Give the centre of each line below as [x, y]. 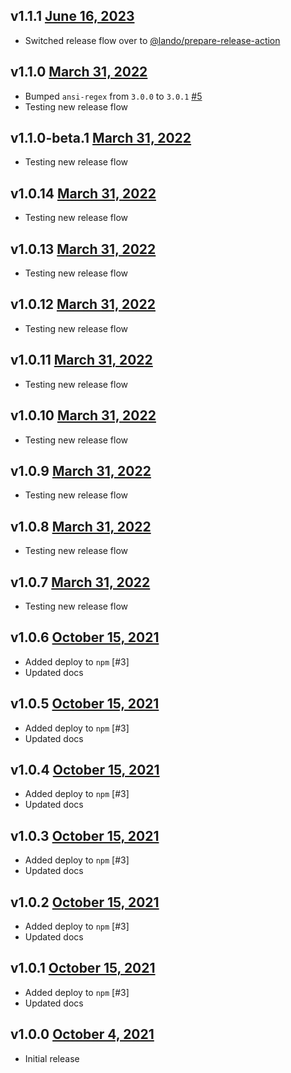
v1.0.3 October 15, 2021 [85, 835]
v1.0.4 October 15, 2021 [85, 769]
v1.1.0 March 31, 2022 [79, 72]
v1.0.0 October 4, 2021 [82, 1034]
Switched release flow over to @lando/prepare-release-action [152, 40]
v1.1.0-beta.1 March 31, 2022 [101, 138]
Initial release [52, 1058]
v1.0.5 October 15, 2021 [85, 704]
